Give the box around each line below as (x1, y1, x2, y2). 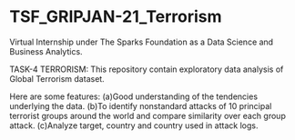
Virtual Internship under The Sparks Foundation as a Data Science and (9, 36, 274, 47)
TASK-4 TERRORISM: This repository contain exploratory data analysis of (9, 64, 284, 75)
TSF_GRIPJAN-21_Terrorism (9, 6, 222, 27)
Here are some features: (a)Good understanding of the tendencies (9, 91, 258, 102)
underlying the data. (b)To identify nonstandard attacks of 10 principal (9, 100, 272, 111)
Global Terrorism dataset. (9, 73, 105, 84)
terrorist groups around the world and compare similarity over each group (9, 110, 287, 121)
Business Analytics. (9, 45, 84, 56)
